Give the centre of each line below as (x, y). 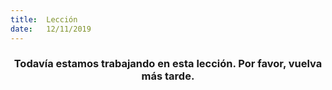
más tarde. (168, 76)
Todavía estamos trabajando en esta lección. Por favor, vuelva (168, 64)
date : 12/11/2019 (51, 29)
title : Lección (44, 19)
